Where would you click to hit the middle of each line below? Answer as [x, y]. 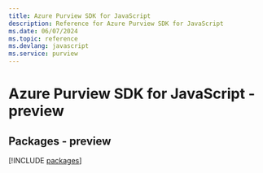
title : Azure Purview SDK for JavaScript [80, 16]
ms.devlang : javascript [49, 46]
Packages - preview [60, 141]
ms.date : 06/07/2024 [44, 31]
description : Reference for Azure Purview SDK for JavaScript [116, 24]
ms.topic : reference [44, 39]
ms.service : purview [44, 54]
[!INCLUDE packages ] [45, 160]
